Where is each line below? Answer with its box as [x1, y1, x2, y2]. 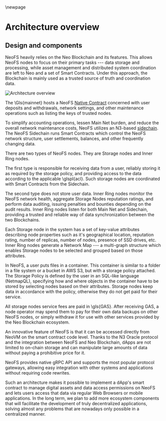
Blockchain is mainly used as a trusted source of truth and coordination [5, 75, 151, 81]
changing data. [5, 141, 36, 146]
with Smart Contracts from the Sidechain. [5, 181, 90, 187]
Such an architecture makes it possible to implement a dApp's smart [5, 379, 145, 385]
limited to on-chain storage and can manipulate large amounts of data [5, 345, 148, 350]
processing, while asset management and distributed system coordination [5, 65, 156, 71]
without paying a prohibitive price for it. [5, 350, 86, 356]
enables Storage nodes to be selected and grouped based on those [5, 247, 143, 253]
